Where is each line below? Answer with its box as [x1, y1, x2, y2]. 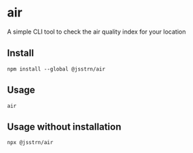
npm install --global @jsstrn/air [7, 65, 106, 73]
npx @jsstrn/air [7, 139, 53, 146]
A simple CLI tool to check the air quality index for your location [7, 27, 186, 36]
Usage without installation [7, 121, 122, 132]
